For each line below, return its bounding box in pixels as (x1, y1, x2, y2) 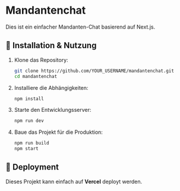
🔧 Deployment (5, 162, 59, 173)
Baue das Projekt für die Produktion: (14, 129, 103, 136)
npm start (14, 146, 39, 152)
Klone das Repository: (14, 56, 69, 63)
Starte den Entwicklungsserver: (14, 107, 91, 114)
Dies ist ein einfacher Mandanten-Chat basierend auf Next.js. (5, 23, 156, 30)
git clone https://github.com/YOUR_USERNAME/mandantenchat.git (14, 68, 175, 74)
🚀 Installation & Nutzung (5, 40, 97, 51)
